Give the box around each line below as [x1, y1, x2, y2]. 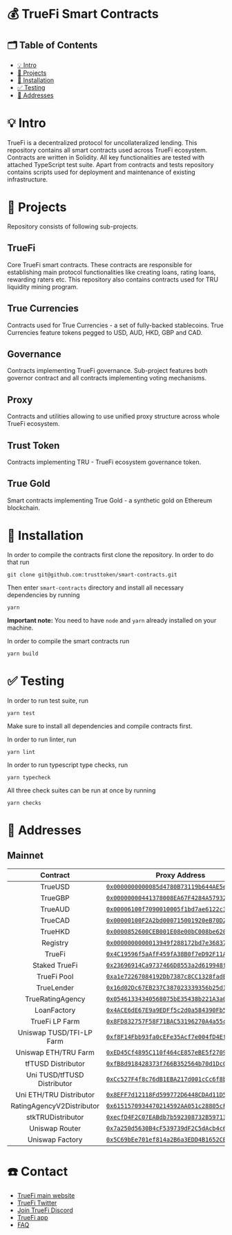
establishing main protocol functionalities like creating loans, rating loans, [7, 268, 216, 276]
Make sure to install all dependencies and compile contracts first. [7, 721, 193, 730]
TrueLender [36, 982, 75, 992]
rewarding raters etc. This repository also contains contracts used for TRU [7, 275, 219, 284]
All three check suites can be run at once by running [7, 786, 156, 795]
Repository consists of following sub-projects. [7, 222, 138, 231]
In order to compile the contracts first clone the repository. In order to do [7, 550, 214, 558]
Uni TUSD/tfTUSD [26, 1070, 84, 1080]
